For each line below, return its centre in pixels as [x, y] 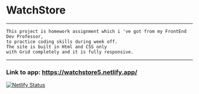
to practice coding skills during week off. [62, 42]
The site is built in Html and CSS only [57, 47]
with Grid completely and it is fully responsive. [70, 52]
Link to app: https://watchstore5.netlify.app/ [72, 72]
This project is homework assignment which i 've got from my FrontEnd [96, 31]
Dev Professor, [25, 36]
